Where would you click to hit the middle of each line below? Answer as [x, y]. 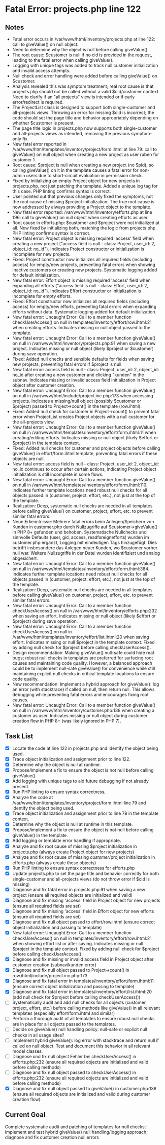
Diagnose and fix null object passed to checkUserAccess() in [74, 1072]
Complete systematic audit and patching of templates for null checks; [76, 1127]
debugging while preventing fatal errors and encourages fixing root [80, 695]
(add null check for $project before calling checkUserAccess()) [76, 997]
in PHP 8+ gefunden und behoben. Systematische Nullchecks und [79, 532]
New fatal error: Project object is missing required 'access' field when [83, 238]
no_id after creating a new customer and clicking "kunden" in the [78, 375]
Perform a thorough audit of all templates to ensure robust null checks [83, 1019]
